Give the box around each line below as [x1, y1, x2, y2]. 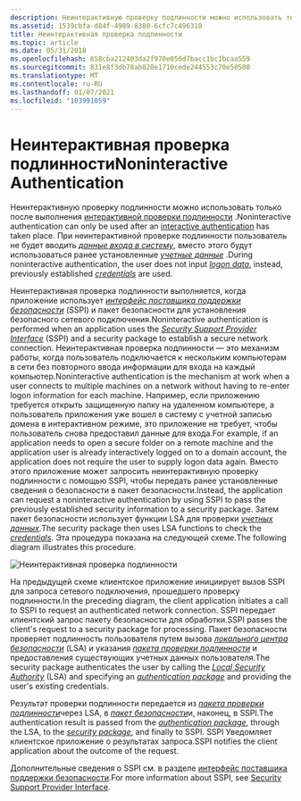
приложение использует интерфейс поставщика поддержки [10, 296, 242, 306]
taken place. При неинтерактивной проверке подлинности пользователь [10, 230, 288, 241]
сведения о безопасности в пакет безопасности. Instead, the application [10, 485, 283, 496]
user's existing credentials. [10, 680, 110, 692]
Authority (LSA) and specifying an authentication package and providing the [10, 672, 292, 682]
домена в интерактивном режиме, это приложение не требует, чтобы [10, 419, 278, 430]
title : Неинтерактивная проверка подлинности [10, 29, 182, 38]
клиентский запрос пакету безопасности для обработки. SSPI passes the [10, 614, 288, 625]
